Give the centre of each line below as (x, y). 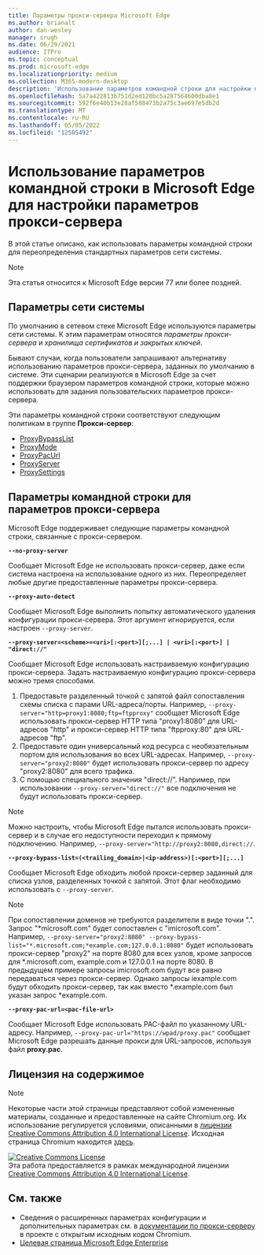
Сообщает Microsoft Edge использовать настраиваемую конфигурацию (129, 664)
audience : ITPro (35, 52)
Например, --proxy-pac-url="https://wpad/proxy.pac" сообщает (143, 1033)
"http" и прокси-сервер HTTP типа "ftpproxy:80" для (138, 730)
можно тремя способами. (52, 681)
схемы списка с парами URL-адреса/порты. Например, (113, 705)
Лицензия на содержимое (76, 1074)
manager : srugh (33, 37)
